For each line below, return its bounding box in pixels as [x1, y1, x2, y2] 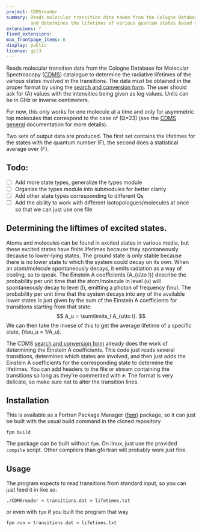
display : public [6, 43, 47, 49]
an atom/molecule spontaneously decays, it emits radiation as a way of [6, 264, 182, 272]
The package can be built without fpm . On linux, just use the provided [6, 440, 177, 447]
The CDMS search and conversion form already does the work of [6, 340, 168, 347]
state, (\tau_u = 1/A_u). [6, 328, 62, 335]
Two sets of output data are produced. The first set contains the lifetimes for [6, 132, 195, 139]
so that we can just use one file [14, 206, 93, 213]
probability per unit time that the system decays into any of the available [6, 290, 185, 298]
